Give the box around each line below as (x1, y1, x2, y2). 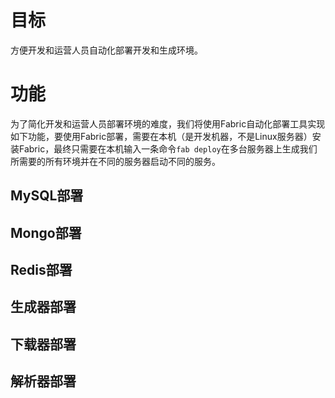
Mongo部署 (10, 224, 82, 241)
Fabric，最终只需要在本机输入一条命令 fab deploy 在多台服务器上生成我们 (18, 142, 318, 155)
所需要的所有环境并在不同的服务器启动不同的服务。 (10, 155, 221, 167)
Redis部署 (10, 262, 73, 279)
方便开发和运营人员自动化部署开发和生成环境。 (10, 44, 203, 56)
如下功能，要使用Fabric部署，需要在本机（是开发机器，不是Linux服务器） (10, 130, 313, 142)
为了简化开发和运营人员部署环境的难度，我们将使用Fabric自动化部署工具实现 (10, 117, 326, 130)
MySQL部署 (10, 187, 84, 205)
